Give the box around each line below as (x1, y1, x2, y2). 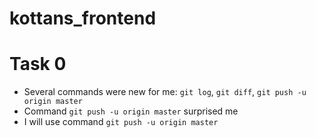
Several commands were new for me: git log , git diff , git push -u (23, 86, 307, 98)
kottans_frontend (9, 7, 157, 30)
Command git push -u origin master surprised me (23, 105, 239, 117)
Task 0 (9, 53, 67, 76)
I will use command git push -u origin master (23, 116, 219, 128)
